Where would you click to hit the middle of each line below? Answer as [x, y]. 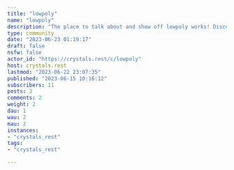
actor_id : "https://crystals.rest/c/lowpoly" [74, 59]
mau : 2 [17, 124]
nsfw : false [24, 53]
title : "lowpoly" [32, 14]
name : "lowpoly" [31, 20]
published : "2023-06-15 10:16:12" [57, 78]
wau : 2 [17, 117]
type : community [31, 33]
